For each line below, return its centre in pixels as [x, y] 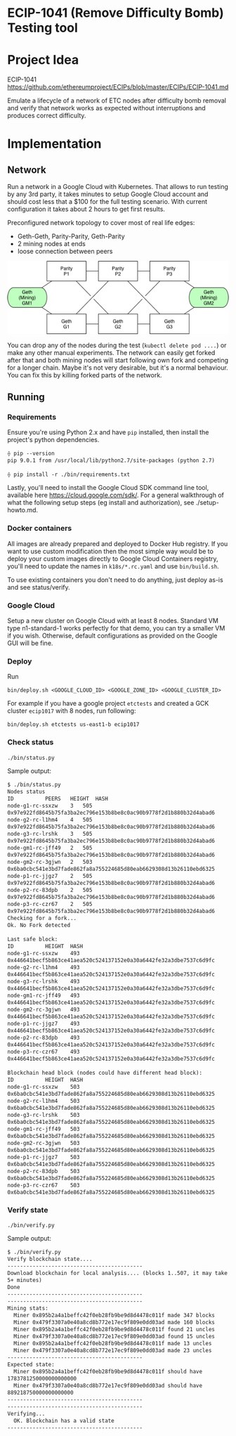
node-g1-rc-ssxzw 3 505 [50, 806]
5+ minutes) [25, 1280]
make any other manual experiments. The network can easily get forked [111, 352]
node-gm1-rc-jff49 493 [44, 995]
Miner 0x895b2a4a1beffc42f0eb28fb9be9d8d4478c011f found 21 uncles [114, 1329]
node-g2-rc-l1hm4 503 [44, 1101]
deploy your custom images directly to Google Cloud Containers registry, [113, 558]
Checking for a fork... [42, 918]
